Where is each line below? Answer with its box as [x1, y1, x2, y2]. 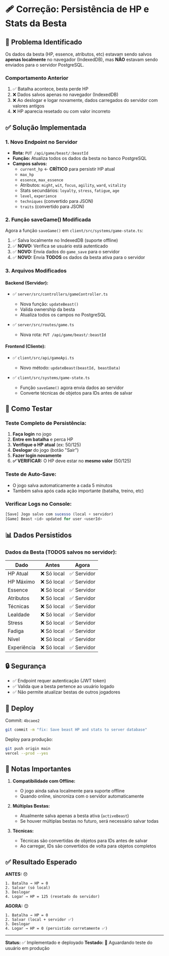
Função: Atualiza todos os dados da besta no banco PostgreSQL [12, 155, 147, 161]
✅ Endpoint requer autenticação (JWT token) [12, 678, 107, 684]
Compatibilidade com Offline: [12, 778, 75, 784]
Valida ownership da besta [20, 306, 75, 312]
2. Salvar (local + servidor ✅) [5, 917, 74, 922]
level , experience [20, 192, 57, 199]
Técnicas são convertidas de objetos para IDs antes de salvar [20, 838, 148, 844]
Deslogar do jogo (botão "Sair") [12, 447, 79, 453]
